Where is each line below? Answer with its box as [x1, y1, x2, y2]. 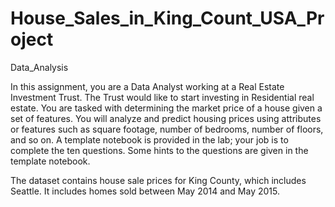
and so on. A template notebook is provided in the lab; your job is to [10, 133, 289, 146]
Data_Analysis [10, 61, 69, 73]
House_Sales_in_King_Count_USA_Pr [10, 7, 325, 30]
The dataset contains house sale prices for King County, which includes [10, 174, 307, 186]
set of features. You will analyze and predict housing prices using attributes [10, 112, 322, 124]
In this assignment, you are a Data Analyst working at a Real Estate [10, 80, 285, 92]
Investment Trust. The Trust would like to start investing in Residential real [10, 91, 315, 103]
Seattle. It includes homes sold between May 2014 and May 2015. [10, 185, 280, 197]
